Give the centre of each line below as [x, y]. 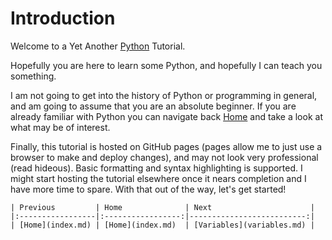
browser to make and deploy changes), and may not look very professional [164, 157]
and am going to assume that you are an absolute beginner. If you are [153, 106]
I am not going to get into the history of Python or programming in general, [164, 95]
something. [33, 76]
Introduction [63, 18]
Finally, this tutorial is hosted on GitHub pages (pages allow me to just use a [166, 146]
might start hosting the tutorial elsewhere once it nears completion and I [158, 178]
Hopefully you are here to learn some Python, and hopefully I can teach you [166, 65]
